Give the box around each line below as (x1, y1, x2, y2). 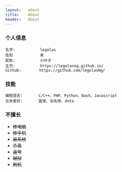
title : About (5, 12, 39, 17)
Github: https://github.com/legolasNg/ (5, 68, 105, 73)
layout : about (5, 7, 39, 13)
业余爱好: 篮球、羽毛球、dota (5, 98, 74, 104)
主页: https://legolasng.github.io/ (5, 63, 104, 68)
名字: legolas (5, 47, 56, 52)
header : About (5, 17, 39, 22)
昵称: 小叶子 (5, 58, 52, 63)
